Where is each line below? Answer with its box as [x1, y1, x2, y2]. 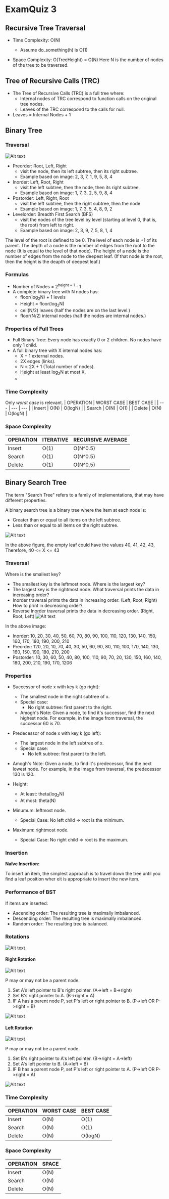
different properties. [5, 497, 47, 503]
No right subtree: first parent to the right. [27, 704, 112, 710]
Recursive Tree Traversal [5, 24, 86, 32]
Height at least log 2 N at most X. [20, 369, 86, 376]
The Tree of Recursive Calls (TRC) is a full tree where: [12, 90, 125, 96]
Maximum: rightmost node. [12, 827, 69, 833]
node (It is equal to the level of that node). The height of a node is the [5, 248, 150, 254]
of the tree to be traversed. [12, 62, 69, 68]
